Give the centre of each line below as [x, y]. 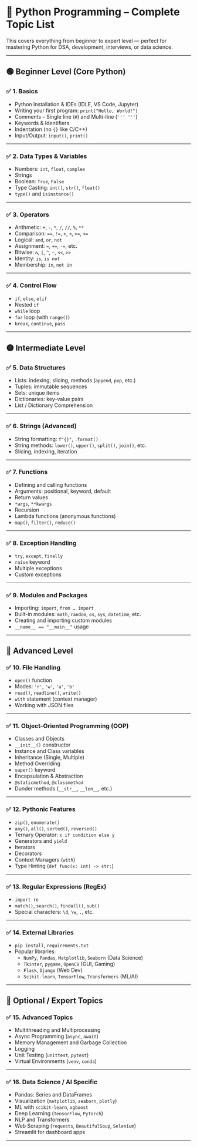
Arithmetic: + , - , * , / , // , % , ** [49, 227]
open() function [33, 680]
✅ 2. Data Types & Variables [47, 156]
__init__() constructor [43, 745]
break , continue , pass [40, 323]
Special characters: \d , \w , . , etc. [54, 911]
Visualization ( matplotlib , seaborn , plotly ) [66, 1101]
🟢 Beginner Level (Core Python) [66, 72]
